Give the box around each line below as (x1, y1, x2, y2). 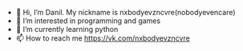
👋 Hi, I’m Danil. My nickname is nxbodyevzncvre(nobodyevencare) (15, 8, 236, 17)
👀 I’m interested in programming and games (15, 16, 161, 25)
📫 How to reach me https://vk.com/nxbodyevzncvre (15, 33, 190, 43)
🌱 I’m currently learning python (15, 25, 119, 33)
